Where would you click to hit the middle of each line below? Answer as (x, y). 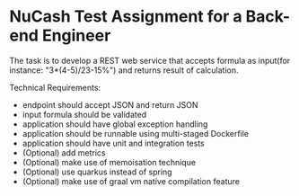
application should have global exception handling (115, 124)
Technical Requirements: (55, 87)
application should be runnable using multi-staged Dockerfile (136, 133)
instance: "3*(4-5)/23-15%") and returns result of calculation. (124, 70)
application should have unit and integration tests (113, 143)
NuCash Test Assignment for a (126, 17)
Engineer (76, 36)
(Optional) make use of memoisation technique (109, 162)
